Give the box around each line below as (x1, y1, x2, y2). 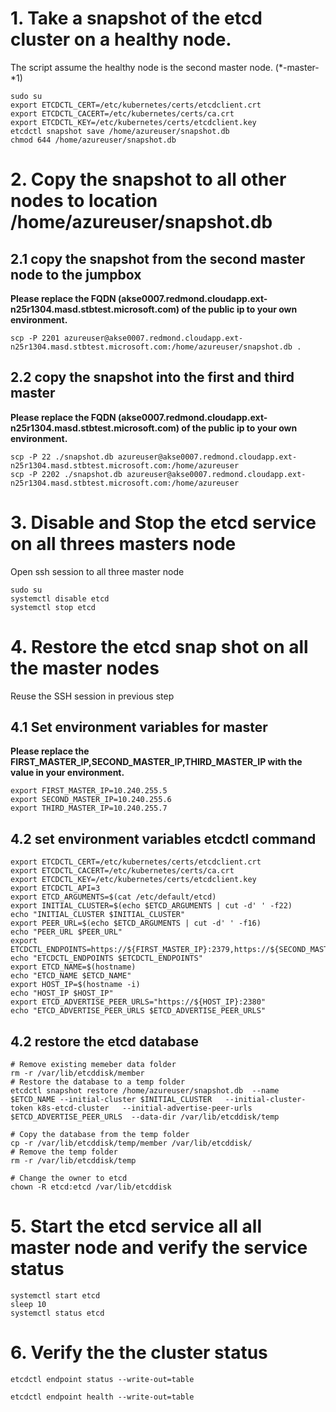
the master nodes (10, 657, 160, 679)
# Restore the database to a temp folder (10, 1077, 186, 1087)
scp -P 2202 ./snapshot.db (10, 469, 123, 479)
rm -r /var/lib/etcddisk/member (10, 1068, 145, 1079)
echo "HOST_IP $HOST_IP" (10, 988, 114, 999)
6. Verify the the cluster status (10, 1342, 268, 1364)
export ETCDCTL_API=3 (10, 883, 101, 894)
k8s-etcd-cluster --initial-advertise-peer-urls (36, 1103, 253, 1114)
